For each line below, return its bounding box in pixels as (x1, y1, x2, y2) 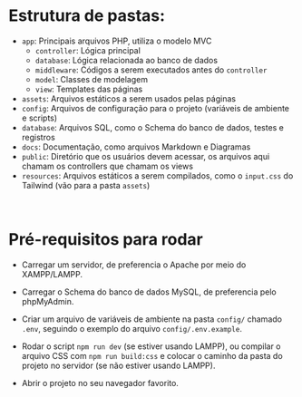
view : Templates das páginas (34, 83, 143, 94)
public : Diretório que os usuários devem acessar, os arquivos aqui (21, 150, 270, 161)
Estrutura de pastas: (8, 5, 165, 26)
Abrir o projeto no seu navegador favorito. (21, 377, 179, 388)
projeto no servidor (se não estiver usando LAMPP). (21, 360, 216, 371)
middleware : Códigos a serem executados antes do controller (34, 64, 268, 75)
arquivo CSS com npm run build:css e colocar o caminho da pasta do (21, 350, 283, 361)
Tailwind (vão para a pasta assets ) (21, 179, 151, 190)
